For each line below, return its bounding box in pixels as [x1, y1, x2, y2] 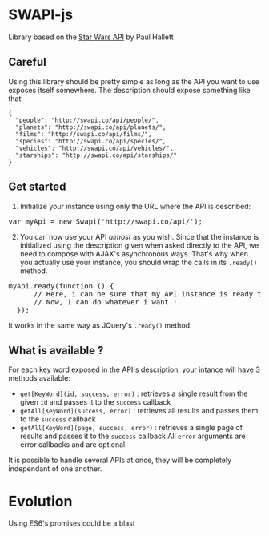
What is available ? [8, 343, 104, 357]
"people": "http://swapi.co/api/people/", [15, 116, 159, 124]
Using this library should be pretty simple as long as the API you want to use [8, 76, 260, 86]
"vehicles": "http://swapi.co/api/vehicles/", [15, 144, 174, 152]
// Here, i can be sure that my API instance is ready [33, 289, 254, 298]
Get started [8, 180, 66, 194]
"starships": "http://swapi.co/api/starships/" [15, 151, 178, 159]
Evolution [8, 492, 73, 510]
